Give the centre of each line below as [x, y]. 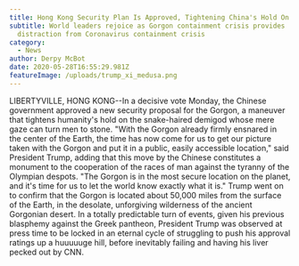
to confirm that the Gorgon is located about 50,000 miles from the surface [145, 195]
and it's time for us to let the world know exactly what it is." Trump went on [146, 185]
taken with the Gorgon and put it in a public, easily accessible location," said [149, 148]
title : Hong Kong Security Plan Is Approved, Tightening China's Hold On [149, 17]
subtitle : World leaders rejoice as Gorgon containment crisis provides [147, 26]
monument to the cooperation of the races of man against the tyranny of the [149, 166]
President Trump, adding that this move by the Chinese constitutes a [135, 157]
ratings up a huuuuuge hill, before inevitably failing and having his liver [139, 242]
